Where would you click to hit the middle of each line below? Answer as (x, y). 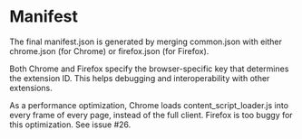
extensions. (31, 88)
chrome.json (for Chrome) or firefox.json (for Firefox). (109, 51)
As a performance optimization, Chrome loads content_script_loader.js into (149, 105)
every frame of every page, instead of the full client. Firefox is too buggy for (151, 115)
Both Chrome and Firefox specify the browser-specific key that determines (149, 69)
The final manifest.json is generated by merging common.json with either (146, 42)
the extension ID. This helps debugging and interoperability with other (140, 78)
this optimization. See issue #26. (70, 125)
